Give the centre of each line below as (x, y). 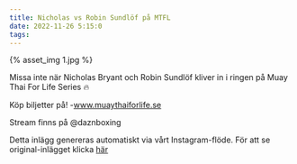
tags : (19, 34)
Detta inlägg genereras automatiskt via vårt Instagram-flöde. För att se (140, 140)
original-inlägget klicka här (59, 150)
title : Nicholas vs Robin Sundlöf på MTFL (90, 18)
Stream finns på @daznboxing (65, 123)
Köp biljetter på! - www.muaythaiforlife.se (85, 105)
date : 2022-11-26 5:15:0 (56, 26)
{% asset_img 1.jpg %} (51, 60)
